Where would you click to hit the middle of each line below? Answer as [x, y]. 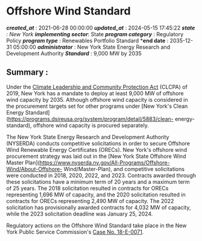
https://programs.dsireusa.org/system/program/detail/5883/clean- [91, 119]
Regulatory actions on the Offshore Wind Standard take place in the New [96, 225]
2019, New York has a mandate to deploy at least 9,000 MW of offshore [95, 93]
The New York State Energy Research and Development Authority [88, 137]
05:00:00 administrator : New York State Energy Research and [92, 47]
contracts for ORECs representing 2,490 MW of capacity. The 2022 [90, 201]
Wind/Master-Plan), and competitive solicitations [124, 169]
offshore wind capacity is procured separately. [91, 125]
